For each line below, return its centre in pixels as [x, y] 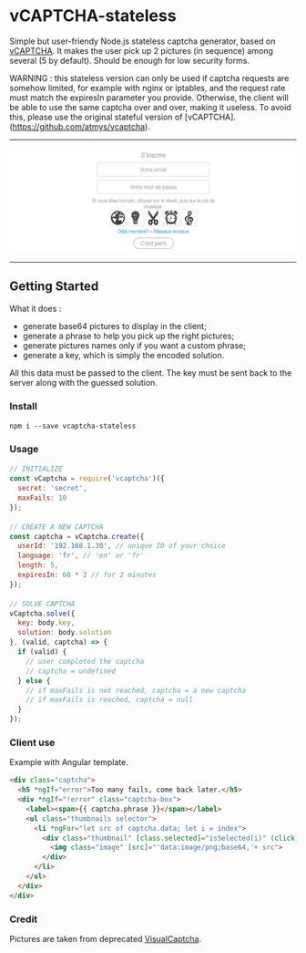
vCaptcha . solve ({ [42, 613]
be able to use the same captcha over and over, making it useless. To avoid [150, 107]
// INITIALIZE [36, 469]
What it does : [36, 308]
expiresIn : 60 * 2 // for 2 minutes [87, 575]
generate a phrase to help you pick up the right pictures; [128, 336]
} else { [34, 680]
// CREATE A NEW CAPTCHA [56, 527]
